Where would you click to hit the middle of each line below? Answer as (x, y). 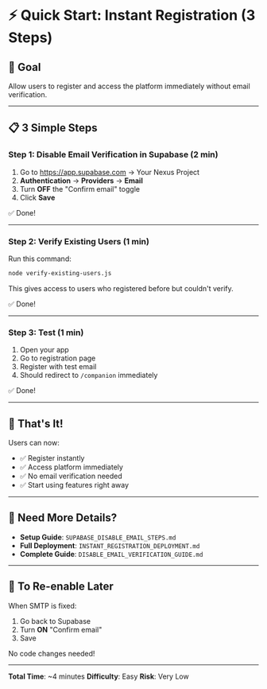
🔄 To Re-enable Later (61, 587)
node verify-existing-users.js (60, 273)
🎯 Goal (25, 67)
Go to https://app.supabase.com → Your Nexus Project (110, 172)
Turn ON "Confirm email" (61, 629)
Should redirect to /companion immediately (89, 376)
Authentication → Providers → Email (81, 181)
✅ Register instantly (52, 457)
